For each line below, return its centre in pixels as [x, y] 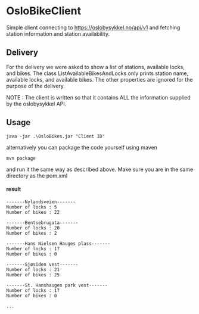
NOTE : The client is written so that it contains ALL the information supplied [98, 97]
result [14, 189]
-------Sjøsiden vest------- [42, 264]
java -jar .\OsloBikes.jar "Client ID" [56, 136]
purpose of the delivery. [36, 86]
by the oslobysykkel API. [36, 104]
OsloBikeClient [44, 11]
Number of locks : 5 [32, 207]
